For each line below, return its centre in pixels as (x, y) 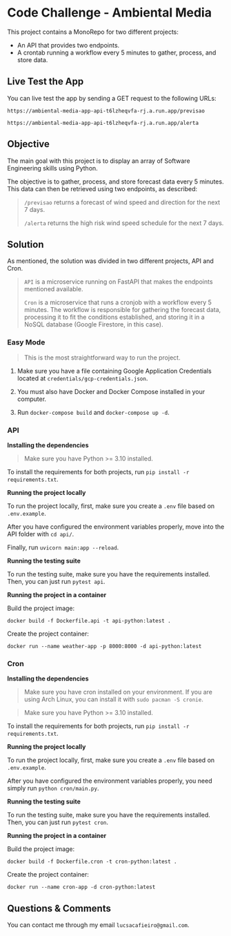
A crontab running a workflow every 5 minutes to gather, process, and (117, 52)
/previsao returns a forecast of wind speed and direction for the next (122, 202)
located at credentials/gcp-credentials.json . (82, 378)
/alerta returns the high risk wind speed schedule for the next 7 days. (124, 223)
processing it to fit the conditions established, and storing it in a (114, 317)
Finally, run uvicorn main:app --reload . (63, 547)
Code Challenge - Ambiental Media (110, 13)
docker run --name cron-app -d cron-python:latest (81, 887)
